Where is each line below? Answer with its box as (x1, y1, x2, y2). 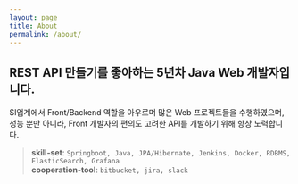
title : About (9, 21, 58, 30)
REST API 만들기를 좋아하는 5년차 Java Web (9, 64, 244, 80)
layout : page (9, 13, 58, 22)
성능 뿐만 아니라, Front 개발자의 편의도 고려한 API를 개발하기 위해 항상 (9, 118, 252, 130)
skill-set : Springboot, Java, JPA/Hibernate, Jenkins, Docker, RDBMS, (30, 147, 291, 158)
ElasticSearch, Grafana (30, 157, 120, 166)
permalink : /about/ (9, 29, 82, 38)
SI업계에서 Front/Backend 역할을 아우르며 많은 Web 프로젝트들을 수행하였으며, (9, 107, 285, 118)
